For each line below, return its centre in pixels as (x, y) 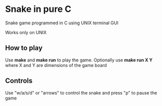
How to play (24, 48)
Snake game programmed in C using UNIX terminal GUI (62, 23)
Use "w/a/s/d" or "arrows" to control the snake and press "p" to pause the (81, 93)
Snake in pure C (38, 9)
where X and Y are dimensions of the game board (56, 65)
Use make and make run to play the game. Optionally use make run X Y (79, 60)
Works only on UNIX (26, 32)
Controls (19, 81)
